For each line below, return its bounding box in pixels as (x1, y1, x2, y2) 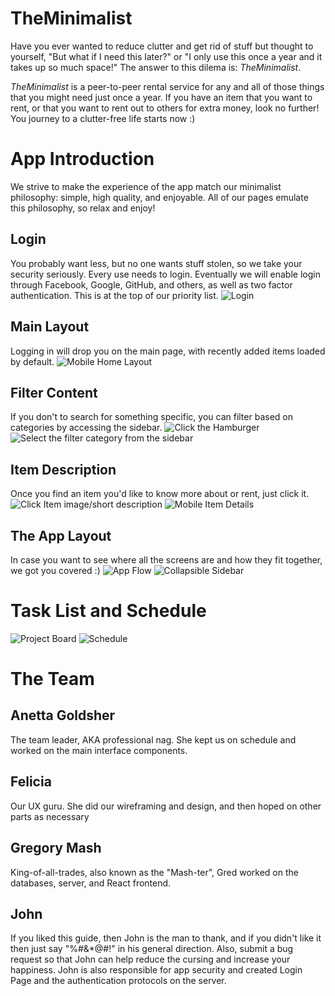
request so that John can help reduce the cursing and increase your (10, 953, 291, 966)
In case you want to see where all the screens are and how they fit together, (10, 553, 323, 566)
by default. (10, 355, 55, 367)
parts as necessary (10, 810, 90, 822)
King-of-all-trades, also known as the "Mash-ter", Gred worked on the (10, 866, 299, 878)
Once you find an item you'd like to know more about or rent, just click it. (10, 488, 310, 500)
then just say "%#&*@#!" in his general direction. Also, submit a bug (10, 943, 294, 955)
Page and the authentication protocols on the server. (10, 975, 227, 987)
